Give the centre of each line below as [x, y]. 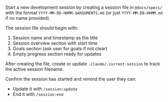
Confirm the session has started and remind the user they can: [71, 79]
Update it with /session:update [45, 89]
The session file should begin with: [42, 28]
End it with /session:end [38, 94]
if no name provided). [28, 18]
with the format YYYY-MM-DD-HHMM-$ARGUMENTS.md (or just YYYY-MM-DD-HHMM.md [84, 13]
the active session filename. [35, 69]
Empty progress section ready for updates [57, 54]
